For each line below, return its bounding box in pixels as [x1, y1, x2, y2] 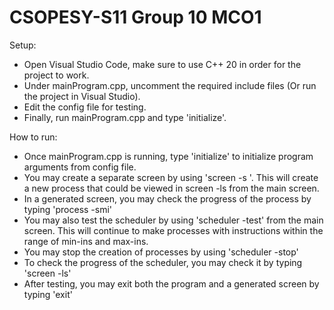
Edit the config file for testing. [23, 101, 147, 113]
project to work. [23, 69, 90, 81]
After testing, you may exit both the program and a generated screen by [23, 277, 320, 290]
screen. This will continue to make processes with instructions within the [23, 224, 324, 236]
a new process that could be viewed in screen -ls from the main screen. [23, 182, 320, 194]
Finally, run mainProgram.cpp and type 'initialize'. [23, 111, 227, 123]
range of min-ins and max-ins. [23, 235, 149, 247]
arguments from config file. [23, 161, 137, 173]
